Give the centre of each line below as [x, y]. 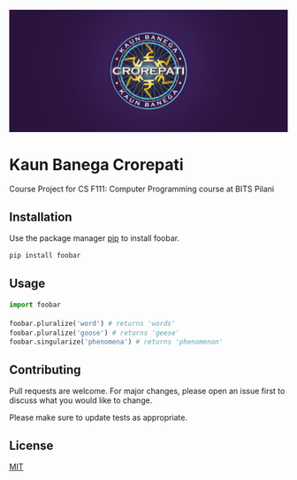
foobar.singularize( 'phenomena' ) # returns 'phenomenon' [116, 342]
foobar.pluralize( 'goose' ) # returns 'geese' [94, 333]
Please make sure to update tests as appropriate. [99, 418]
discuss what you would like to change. [81, 400]
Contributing [45, 370]
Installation [41, 217]
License [31, 445]
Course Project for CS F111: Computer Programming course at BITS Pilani [142, 189]
